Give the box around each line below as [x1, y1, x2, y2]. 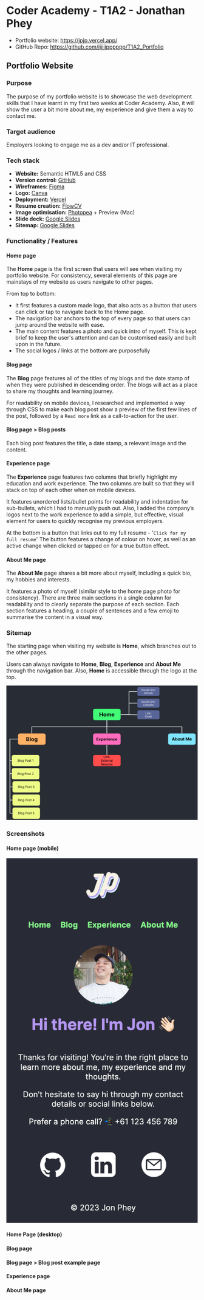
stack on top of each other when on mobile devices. [6, 486, 137, 493]
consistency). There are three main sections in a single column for [6, 594, 172, 601]
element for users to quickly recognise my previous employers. [6, 517, 164, 524]
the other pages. [6, 649, 48, 656]
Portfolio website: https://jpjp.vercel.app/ [15, 36, 118, 44]
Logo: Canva [15, 190, 48, 197]
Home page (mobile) [6, 844, 59, 852]
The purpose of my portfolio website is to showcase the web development [6, 92, 192, 100]
